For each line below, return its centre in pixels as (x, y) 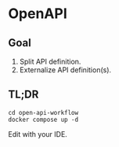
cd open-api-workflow (43, 112)
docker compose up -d (43, 119)
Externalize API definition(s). (65, 70)
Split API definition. (50, 61)
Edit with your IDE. (38, 134)
